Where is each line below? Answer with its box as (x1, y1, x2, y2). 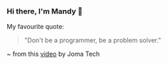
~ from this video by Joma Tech (6, 49, 100, 59)
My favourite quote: (6, 23, 65, 31)
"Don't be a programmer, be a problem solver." (23, 36, 162, 45)
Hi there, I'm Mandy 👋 (6, 6, 83, 16)
